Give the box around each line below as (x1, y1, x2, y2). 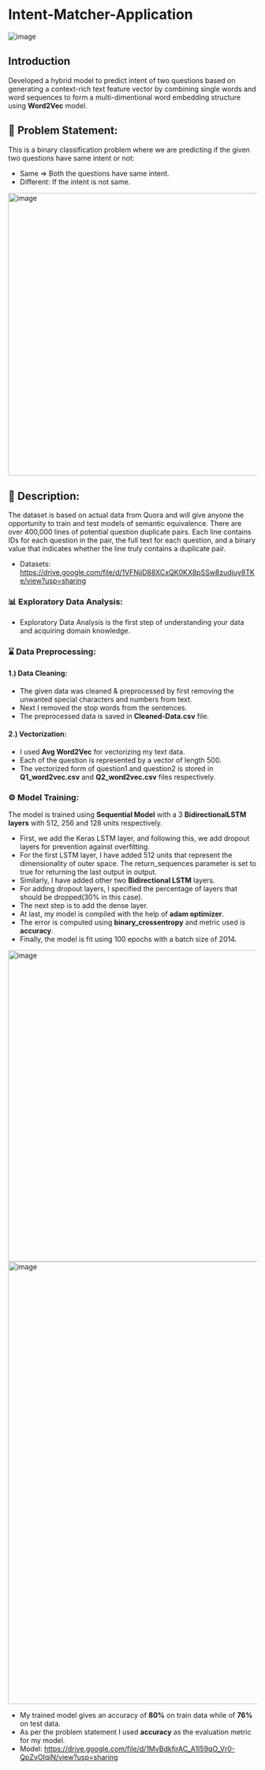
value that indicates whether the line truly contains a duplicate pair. (8, 544, 226, 554)
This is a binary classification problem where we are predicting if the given (8, 145, 251, 154)
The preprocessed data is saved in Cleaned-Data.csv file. (19, 711, 210, 720)
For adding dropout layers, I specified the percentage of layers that (19, 884, 238, 894)
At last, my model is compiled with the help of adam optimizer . (19, 910, 225, 919)
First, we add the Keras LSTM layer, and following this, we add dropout (19, 834, 250, 843)
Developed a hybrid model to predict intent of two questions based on (8, 75, 236, 85)
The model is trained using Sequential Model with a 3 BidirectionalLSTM (8, 810, 247, 819)
